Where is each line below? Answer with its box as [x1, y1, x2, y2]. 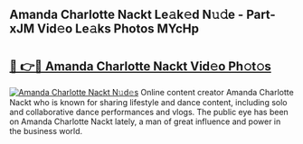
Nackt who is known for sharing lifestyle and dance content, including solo [9, 97, 288, 107]
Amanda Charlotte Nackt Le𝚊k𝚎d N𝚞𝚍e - [9, 7, 244, 22]
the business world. [9, 126, 83, 136]
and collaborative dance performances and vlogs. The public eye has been [9, 107, 289, 117]
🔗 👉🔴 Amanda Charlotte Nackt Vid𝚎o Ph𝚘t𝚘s [9, 58, 271, 74]
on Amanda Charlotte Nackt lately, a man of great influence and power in [9, 116, 281, 127]
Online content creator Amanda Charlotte [140, 87, 294, 97]
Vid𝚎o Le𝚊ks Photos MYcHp [36, 22, 199, 37]
